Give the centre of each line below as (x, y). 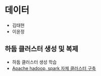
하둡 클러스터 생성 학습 (34, 62)
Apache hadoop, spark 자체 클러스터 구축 (54, 68)
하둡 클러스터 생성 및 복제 (42, 49)
